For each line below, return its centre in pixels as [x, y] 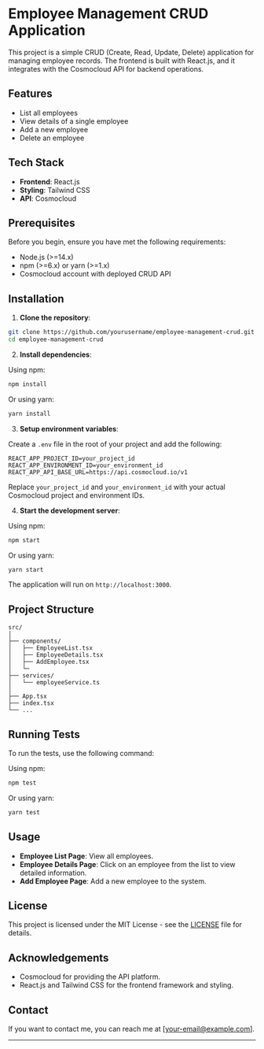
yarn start [26, 569]
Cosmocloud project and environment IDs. [77, 495]
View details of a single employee [74, 121]
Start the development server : [70, 510]
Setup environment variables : [69, 428]
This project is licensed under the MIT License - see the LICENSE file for [125, 925]
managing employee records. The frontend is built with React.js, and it [122, 61]
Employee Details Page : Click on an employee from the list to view [127, 864]
